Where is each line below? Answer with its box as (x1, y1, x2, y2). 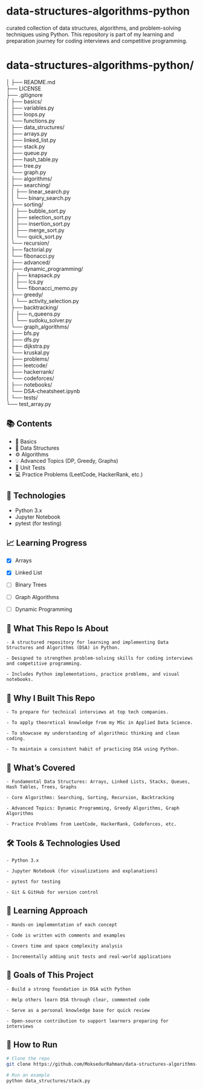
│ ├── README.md (6, 78, 56, 85)
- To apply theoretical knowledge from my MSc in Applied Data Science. (6, 720, 193, 726)
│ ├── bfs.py (6, 329, 40, 337)
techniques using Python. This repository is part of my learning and (6, 30, 174, 38)
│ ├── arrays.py (6, 130, 48, 137)
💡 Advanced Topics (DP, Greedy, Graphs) (14, 457, 119, 464)
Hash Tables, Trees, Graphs (6, 784, 77, 790)
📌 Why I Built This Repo (6, 693, 95, 703)
